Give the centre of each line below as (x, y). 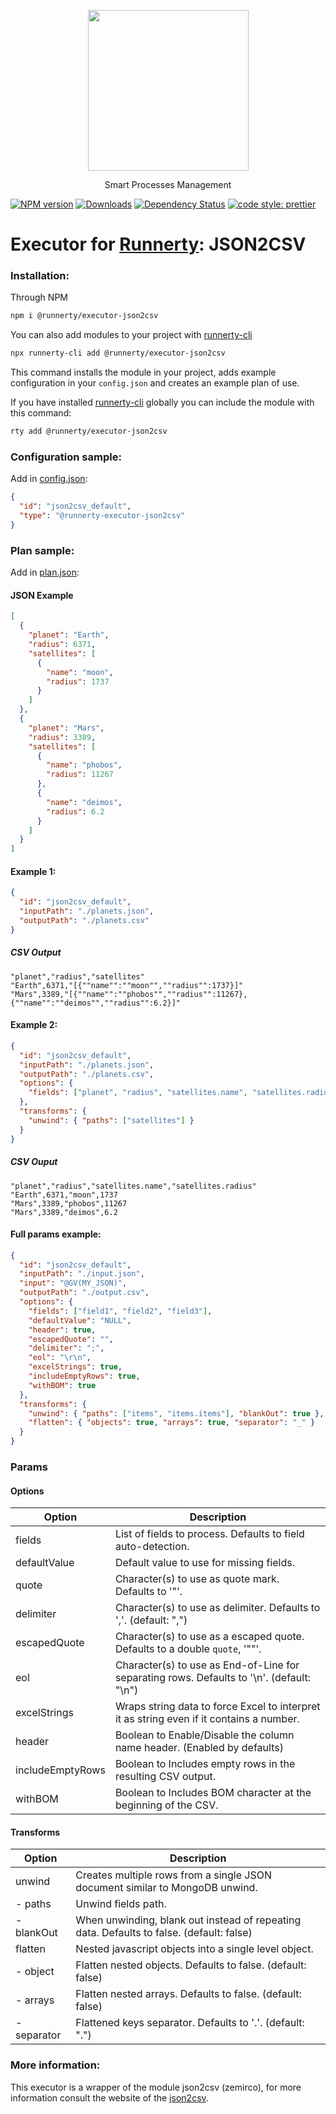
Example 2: (34, 1025)
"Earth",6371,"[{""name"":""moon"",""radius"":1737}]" (127, 985)
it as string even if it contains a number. (207, 1719)
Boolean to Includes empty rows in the (205, 1764)
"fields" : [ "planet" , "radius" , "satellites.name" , (138, 1093)
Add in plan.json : (45, 572)
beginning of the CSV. (166, 1805)
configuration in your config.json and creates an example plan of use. (155, 383)
